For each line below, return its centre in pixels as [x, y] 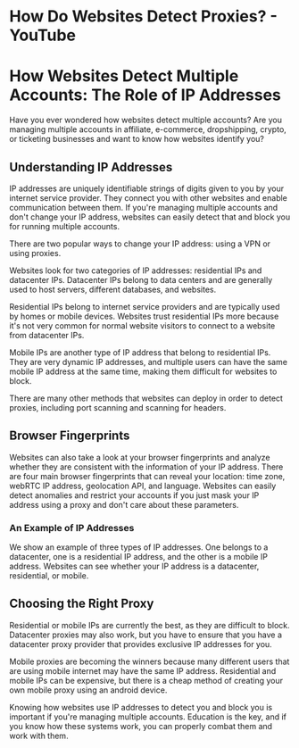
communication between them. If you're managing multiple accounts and [144, 207]
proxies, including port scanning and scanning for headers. [118, 407]
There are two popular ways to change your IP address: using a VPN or [140, 244]
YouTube [42, 35]
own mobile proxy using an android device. [88, 690]
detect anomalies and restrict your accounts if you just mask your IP [134, 495]
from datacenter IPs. [47, 335]
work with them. [39, 736]
